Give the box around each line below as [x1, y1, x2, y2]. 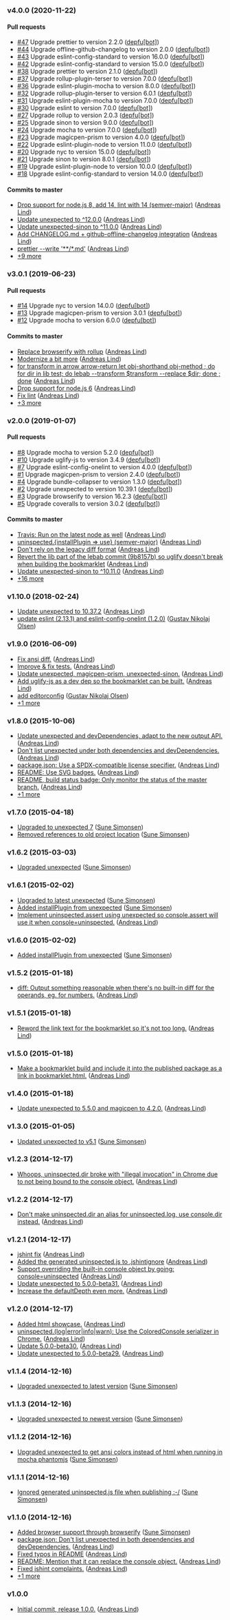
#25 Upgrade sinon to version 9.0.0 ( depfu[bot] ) [16, 119, 154, 127]
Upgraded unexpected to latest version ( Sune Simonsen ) [16, 1382, 179, 1391]
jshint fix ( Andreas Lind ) [16, 1250, 85, 1259]
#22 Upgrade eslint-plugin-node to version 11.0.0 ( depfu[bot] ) [16, 141, 192, 149]
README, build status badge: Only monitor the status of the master [16, 775, 207, 783]
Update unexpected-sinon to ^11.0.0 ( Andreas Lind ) [16, 223, 163, 231]
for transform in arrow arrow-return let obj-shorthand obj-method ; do [16, 362, 216, 370]
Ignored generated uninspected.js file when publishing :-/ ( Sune [16, 1488, 198, 1496]
